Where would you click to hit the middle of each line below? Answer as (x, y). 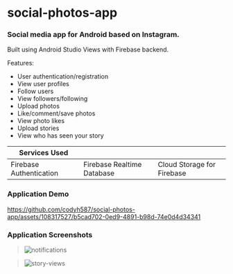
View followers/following (52, 99)
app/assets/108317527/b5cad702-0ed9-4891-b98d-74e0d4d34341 (104, 216)
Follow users (35, 91)
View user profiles (43, 84)
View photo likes (41, 121)
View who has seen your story (60, 136)
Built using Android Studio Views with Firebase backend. (88, 49)
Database (99, 173)
